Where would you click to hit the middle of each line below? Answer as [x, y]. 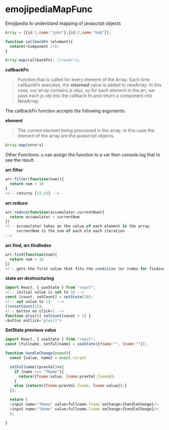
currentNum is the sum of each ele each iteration [70, 231]
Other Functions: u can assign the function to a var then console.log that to [83, 155]
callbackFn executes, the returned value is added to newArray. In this [90, 85]
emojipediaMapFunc [49, 9]
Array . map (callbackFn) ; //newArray [43, 60]
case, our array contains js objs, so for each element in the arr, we [86, 90]
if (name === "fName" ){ [39, 372]
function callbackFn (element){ [39, 41]
